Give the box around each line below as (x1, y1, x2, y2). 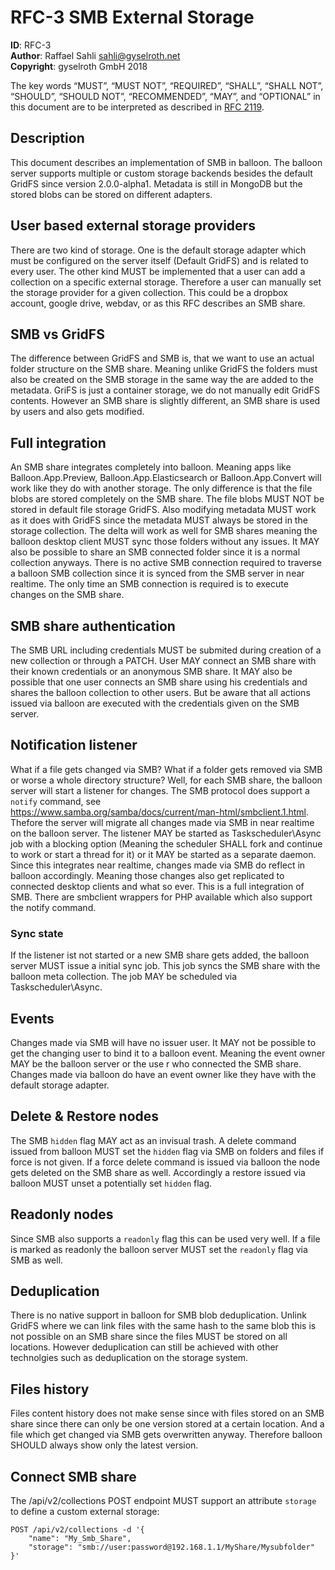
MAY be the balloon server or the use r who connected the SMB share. (10, 1057, 302, 1070)
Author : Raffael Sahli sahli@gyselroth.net (10, 49, 181, 61)
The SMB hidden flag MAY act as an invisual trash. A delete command (10, 1134, 297, 1146)
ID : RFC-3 (10, 39, 52, 51)
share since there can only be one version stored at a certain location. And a (10, 1418, 325, 1430)
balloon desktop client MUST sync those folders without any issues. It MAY (10, 536, 320, 548)
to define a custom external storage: (10, 1505, 160, 1517)
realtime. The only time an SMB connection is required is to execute (10, 578, 289, 590)
